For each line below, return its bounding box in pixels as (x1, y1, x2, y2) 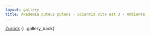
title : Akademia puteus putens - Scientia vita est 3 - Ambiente (5, 12, 145, 17)
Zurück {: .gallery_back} (5, 25, 55, 31)
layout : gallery (5, 7, 39, 12)
